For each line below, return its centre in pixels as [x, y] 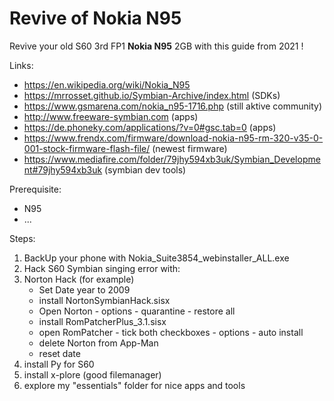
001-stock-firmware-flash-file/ [87, 148]
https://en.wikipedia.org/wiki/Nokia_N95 [107, 84]
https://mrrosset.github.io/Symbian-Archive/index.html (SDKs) [152, 95]
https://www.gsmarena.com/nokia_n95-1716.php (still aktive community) [173, 106]
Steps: [22, 238]
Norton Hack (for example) [79, 279]
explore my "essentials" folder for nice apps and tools [134, 385]
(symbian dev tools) [145, 169]
